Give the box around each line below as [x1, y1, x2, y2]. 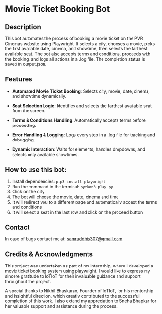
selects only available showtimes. [12, 151, 79, 157]
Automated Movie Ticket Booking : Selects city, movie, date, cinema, [12, 88, 150, 94]
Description [5, 23, 41, 31]
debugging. [12, 137, 35, 142]
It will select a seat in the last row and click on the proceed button [12, 209, 143, 215]
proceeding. [12, 122, 36, 128]
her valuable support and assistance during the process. [5, 303, 118, 309]
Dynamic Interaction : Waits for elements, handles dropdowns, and [12, 146, 146, 152]
